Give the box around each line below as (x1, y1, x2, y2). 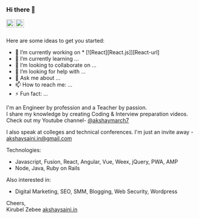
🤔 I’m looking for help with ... (14, 68, 86, 75)
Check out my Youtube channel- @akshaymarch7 (6, 117, 129, 124)
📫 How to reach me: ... (14, 81, 73, 88)
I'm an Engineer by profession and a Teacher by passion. (6, 104, 147, 111)
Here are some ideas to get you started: (6, 37, 105, 45)
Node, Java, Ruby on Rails (14, 165, 80, 172)
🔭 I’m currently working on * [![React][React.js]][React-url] (14, 49, 160, 56)
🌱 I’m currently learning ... (14, 55, 79, 63)
